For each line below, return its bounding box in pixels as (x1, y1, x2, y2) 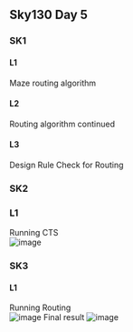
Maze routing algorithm (9, 77, 97, 88)
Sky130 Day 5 (9, 7, 89, 23)
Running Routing (9, 302, 71, 313)
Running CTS (9, 227, 59, 238)
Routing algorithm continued (9, 118, 116, 129)
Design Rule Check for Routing (9, 159, 124, 170)
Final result (43, 312, 85, 323)
